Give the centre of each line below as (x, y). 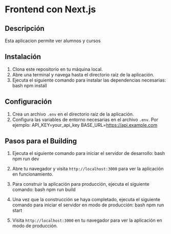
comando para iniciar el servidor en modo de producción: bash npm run (88, 205)
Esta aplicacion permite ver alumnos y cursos (53, 41)
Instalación (23, 57)
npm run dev (26, 159)
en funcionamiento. (33, 174)
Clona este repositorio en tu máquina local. (57, 69)
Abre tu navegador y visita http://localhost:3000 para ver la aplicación (88, 169)
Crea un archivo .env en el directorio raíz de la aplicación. (73, 114)
